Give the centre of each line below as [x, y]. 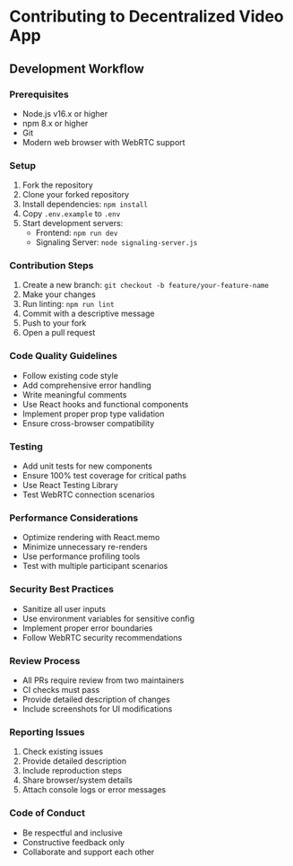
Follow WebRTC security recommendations [102, 637]
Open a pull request [59, 333]
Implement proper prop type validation [93, 414]
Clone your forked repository [76, 195]
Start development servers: [73, 223]
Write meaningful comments [74, 394]
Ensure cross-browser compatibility [88, 423]
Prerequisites [39, 94]
